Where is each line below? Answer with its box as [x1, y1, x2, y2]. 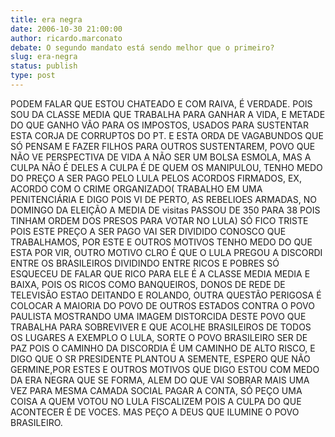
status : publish [10, 61, 78, 71]
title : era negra [10, 14, 83, 25]
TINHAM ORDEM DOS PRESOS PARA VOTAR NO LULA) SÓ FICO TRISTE [10, 214, 309, 226]
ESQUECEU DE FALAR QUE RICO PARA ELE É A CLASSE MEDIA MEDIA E [10, 267, 311, 280]
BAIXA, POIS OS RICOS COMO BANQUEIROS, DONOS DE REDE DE [10, 278, 286, 290]
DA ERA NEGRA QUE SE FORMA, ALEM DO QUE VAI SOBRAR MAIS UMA [10, 374, 310, 386]
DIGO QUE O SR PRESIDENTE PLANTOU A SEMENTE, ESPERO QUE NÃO [10, 352, 311, 365]
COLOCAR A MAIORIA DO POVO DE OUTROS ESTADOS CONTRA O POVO [10, 299, 315, 311]
